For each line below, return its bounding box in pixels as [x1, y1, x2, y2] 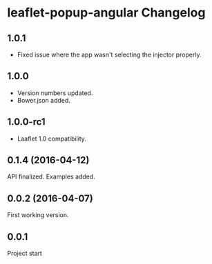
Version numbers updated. [17, 88, 93, 97]
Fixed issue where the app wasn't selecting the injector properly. [17, 50, 202, 59]
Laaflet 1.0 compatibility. [17, 134, 86, 143]
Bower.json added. [17, 96, 71, 104]
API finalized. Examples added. [7, 172, 95, 181]
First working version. [7, 211, 69, 219]
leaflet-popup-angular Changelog [7, 5, 206, 21]
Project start [7, 250, 43, 258]
